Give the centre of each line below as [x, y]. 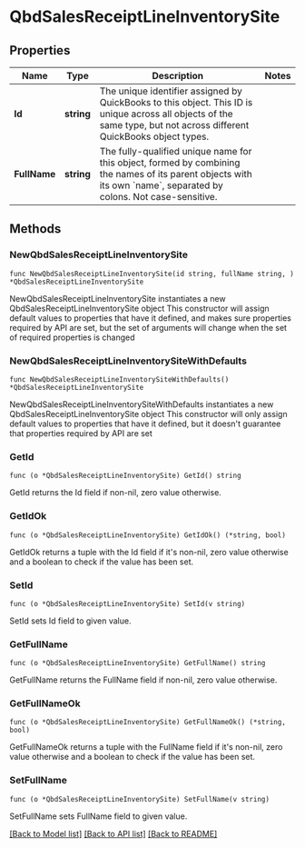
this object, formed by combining [170, 163]
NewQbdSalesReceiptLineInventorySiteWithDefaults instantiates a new [142, 404]
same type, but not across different [174, 125]
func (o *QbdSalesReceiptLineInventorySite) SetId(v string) [128, 604]
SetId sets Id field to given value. [70, 621]
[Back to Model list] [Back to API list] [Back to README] [113, 833]
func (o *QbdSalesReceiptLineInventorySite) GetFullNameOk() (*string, [148, 723]
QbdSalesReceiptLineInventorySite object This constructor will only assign [148, 414]
